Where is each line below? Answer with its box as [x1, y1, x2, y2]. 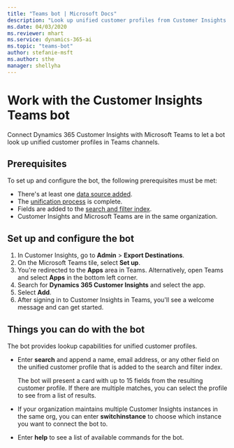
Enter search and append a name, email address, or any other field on [17, 356, 220, 363]
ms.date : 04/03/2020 [7, 23, 68, 30]
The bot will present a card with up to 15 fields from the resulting [17, 377, 203, 384]
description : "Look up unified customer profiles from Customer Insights [7, 17, 227, 24]
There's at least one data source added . [17, 190, 133, 198]
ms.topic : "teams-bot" [7, 43, 73, 50]
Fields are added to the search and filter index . [17, 205, 152, 213]
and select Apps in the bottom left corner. [17, 273, 138, 282]
